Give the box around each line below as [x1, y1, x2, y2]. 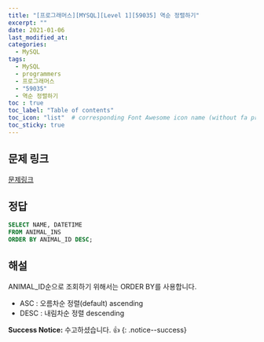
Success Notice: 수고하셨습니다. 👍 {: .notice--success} [8, 325, 187, 334]
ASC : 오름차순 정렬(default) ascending [19, 298, 144, 307]
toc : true [8, 99, 44, 107]
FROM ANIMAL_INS [8, 229, 61, 237]
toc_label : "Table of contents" [8, 107, 114, 115]
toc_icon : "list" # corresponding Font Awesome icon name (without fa [8, 114, 247, 122]
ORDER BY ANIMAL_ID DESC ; [8, 236, 93, 244]
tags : [8, 56, 26, 64]
